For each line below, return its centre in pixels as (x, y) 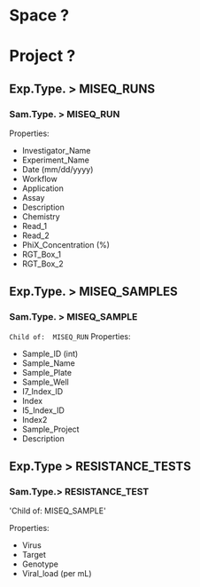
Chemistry (41, 217)
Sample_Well (45, 382)
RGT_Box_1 (42, 255)
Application (43, 188)
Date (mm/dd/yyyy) (58, 170)
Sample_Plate (47, 372)
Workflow (39, 179)
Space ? (39, 16)
